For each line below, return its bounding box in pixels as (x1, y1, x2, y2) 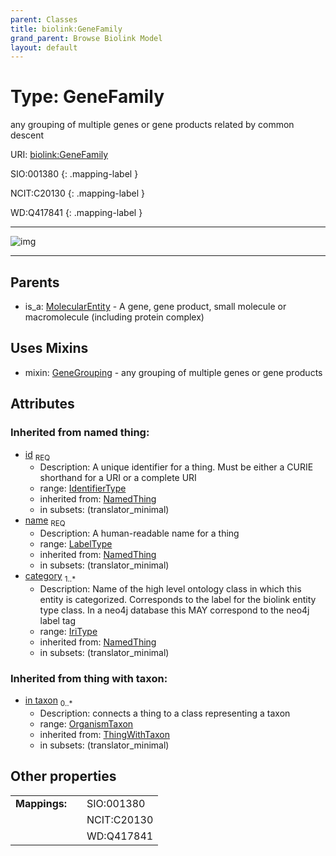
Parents (10, 274, 60, 291)
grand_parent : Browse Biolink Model (10, 33, 163, 43)
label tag (39, 614, 77, 626)
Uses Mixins (10, 340, 89, 357)
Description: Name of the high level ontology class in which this (39, 582, 302, 595)
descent (10, 129, 45, 141)
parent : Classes (10, 14, 78, 25)
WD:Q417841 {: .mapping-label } (10, 207, 143, 219)
